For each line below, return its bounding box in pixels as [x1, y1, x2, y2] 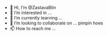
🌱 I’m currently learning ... [9, 15, 63, 20]
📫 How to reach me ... [9, 26, 56, 31]
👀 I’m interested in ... [9, 10, 52, 16]
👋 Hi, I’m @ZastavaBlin [9, 5, 56, 10]
